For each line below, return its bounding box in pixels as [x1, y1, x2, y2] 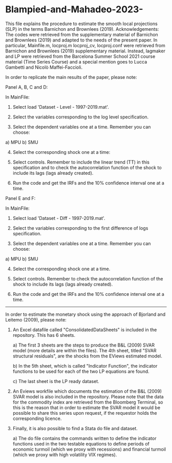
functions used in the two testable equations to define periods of [12, 440, 149, 447]
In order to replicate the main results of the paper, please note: [5, 74, 137, 80]
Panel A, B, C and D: [5, 84, 48, 90]
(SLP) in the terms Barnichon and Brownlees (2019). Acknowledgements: [5, 26, 159, 32]
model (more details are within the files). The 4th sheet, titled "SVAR [12, 347, 157, 353]
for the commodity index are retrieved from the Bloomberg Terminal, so [12, 399, 163, 405]
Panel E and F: [5, 195, 36, 201]
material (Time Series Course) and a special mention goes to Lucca [5, 58, 147, 65]
